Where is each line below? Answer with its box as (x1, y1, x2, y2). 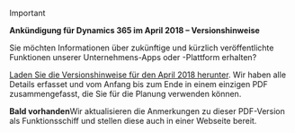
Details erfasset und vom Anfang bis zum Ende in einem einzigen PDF (9, 79, 268, 89)
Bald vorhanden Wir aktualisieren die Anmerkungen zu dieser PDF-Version (9, 106, 286, 116)
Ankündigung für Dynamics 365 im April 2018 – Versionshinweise (9, 25, 261, 35)
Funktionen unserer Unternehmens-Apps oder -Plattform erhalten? (9, 52, 257, 62)
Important (9, 8, 46, 18)
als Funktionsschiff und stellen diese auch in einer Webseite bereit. (9, 116, 257, 126)
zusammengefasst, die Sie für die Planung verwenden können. (9, 89, 242, 99)
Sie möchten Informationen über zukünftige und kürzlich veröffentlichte (9, 42, 274, 53)
